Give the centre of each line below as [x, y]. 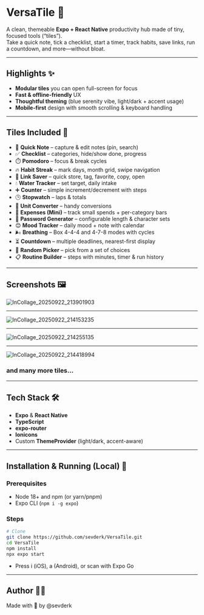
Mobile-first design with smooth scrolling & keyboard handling [94, 107]
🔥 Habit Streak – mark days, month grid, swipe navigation [87, 169]
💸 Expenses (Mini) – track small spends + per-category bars [91, 212]
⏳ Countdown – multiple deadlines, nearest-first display [85, 241]
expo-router [31, 428]
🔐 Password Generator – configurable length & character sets [93, 219]
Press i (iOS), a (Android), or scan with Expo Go [74, 566]
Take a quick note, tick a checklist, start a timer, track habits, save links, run [101, 42]
